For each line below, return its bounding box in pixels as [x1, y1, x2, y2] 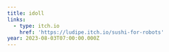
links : [7, 16, 26, 23]
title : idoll [7, 9, 45, 17]
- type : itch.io [13, 22, 60, 29]
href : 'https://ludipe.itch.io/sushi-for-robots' [19, 28, 165, 36]
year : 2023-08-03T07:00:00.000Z [7, 35, 100, 42]
